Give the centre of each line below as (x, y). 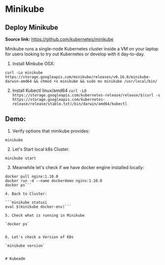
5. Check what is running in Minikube (45, 215)
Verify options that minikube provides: (51, 131)
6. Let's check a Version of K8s (39, 237)
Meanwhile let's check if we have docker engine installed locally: (78, 167)
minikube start (21, 158)
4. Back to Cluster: (26, 194)
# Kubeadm (15, 259)
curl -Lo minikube (24, 73)
